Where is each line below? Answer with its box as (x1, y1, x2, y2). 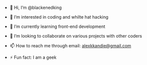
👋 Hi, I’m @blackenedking (9, 5, 62, 10)
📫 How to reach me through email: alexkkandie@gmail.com (9, 43, 131, 48)
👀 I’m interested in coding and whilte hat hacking (9, 14, 109, 20)
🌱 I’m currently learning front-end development (9, 23, 106, 29)
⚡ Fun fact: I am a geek (9, 54, 57, 60)
